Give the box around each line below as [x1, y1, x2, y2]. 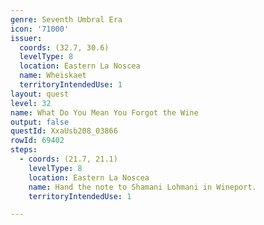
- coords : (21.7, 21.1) [19, 154, 118, 164]
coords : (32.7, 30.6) [19, 42, 110, 53]
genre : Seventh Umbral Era [10, 14, 123, 25]
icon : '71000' [10, 24, 70, 34]
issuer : [10, 33, 43, 43]
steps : [10, 145, 38, 155]
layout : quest [10, 89, 70, 99]
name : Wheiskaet [19, 71, 87, 81]
